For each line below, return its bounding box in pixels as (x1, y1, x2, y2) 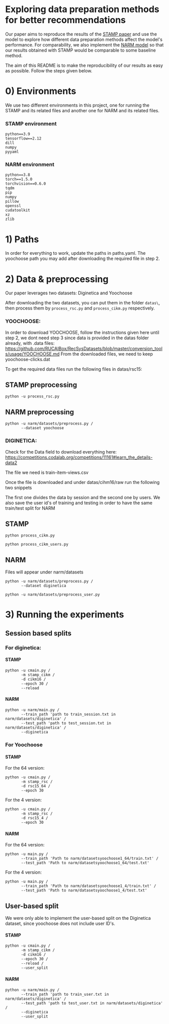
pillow (5, 199, 19, 204)
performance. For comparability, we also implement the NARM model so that (5, 41, 164, 48)
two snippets (5, 484, 32, 491)
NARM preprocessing (5, 408, 74, 416)
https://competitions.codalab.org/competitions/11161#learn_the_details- (5, 454, 153, 460)
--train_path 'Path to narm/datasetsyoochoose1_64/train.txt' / (21, 856, 158, 861)
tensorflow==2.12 (5, 136, 42, 141)
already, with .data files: (5, 340, 55, 346)
